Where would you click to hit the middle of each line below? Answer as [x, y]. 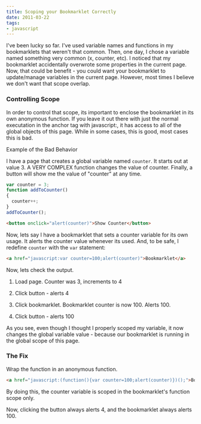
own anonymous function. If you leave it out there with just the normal [92, 119]
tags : [13, 23]
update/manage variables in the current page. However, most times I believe [100, 77]
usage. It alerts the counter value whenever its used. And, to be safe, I [92, 241]
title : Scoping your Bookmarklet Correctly [61, 12]
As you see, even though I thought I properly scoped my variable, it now [95, 328]
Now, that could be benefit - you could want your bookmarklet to [86, 71]
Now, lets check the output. [40, 269]
